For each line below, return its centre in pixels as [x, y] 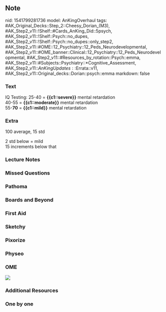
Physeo [14, 253]
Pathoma [16, 186]
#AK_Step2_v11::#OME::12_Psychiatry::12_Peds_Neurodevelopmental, [76, 46]
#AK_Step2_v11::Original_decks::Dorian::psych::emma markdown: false [78, 73]
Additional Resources [32, 290]
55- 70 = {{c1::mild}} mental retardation [46, 108]
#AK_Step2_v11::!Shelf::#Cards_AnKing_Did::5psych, [59, 31]
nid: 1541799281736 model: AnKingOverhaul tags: [56, 20]
